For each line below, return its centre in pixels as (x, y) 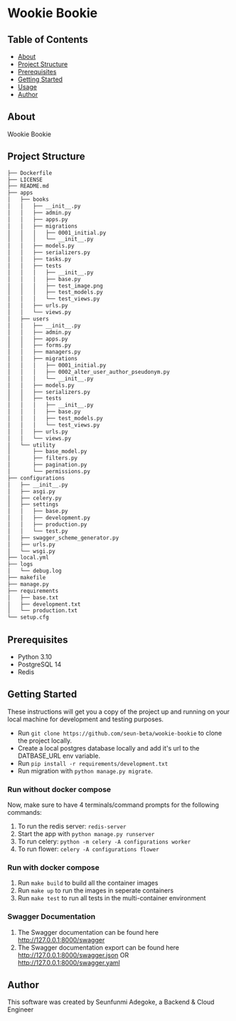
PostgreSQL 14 (39, 664)
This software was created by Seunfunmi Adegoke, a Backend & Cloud (111, 1002)
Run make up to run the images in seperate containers (96, 890)
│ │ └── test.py (38, 531)
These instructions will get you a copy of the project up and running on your (118, 711)
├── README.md (28, 186)
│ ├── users (28, 319)
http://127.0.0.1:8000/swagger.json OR (73, 955)
